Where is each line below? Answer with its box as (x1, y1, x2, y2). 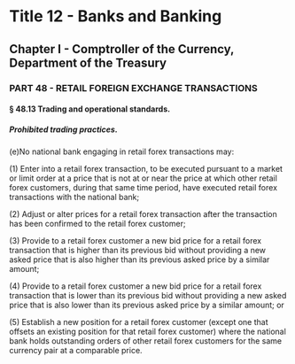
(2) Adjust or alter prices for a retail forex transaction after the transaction (9, 209, 277, 220)
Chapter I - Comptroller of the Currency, (9, 42, 235, 57)
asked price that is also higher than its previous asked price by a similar (9, 254, 270, 265)
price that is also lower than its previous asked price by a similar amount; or (9, 299, 285, 311)
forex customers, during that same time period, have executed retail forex (9, 182, 277, 193)
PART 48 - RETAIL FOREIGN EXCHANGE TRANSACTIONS (9, 81, 259, 94)
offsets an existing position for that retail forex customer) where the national (9, 326, 286, 337)
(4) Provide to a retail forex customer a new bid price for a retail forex (9, 281, 262, 291)
